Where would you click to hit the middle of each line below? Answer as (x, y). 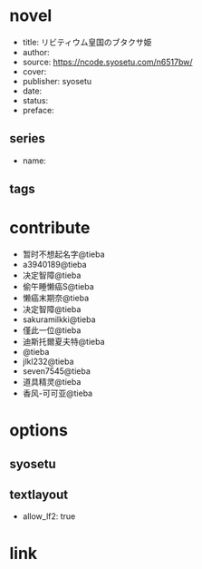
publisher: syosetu (57, 81)
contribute (50, 228)
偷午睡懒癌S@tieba (58, 287)
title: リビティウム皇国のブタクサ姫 (87, 42)
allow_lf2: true (49, 516)
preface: (38, 110)
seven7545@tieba (56, 371)
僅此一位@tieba (52, 330)
